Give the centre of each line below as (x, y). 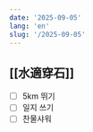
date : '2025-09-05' (46, 18)
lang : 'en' (30, 26)
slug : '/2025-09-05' (48, 34)
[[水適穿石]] (42, 73)
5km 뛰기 (38, 96)
